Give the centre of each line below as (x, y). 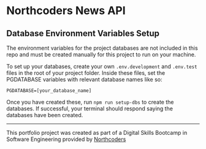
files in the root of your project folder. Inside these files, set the (86, 73)
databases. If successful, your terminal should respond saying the (90, 109)
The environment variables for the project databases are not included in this (102, 48)
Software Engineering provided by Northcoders (66, 139)
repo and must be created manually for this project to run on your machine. (101, 55)
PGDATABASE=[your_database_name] (49, 91)
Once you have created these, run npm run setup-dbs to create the (90, 102)
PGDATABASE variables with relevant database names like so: (84, 79)
